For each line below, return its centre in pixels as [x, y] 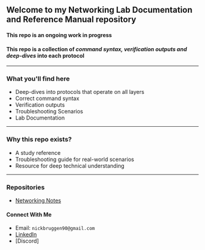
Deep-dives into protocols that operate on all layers [80, 92]
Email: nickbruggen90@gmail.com [55, 228]
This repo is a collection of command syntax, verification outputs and [97, 49]
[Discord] [27, 241]
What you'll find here [38, 79]
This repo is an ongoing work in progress [59, 35]
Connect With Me [29, 214]
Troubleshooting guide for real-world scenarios [74, 159]
